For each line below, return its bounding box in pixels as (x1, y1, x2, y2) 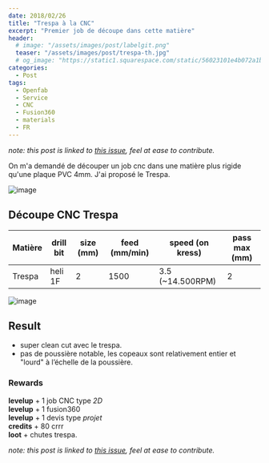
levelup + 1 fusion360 (8, 404, 81, 413)
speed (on (169, 237, 210, 248)
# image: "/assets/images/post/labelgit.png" (15, 42, 171, 50)
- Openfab (15, 86, 48, 95)
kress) (176, 247, 202, 258)
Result (8, 319, 42, 332)
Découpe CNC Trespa (8, 208, 118, 222)
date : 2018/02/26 (8, 11, 66, 20)
